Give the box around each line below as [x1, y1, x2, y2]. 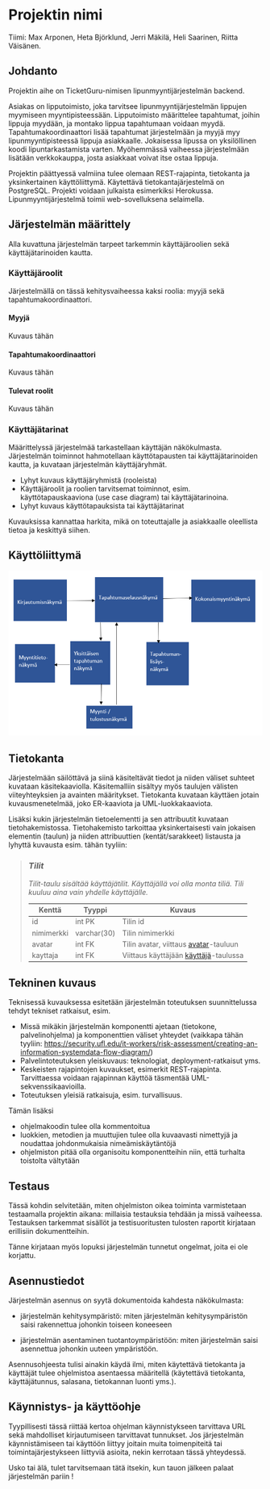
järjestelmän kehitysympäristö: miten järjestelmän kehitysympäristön [19, 1311, 248, 1320]
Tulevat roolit [8, 386, 54, 395]
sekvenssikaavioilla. [19, 1081, 87, 1091]
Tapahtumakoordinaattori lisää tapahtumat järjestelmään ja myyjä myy [8, 127, 240, 136]
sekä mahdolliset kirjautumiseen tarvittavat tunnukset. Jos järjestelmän [8, 1430, 244, 1440]
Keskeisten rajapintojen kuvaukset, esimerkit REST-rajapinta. [19, 1064, 222, 1074]
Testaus [8, 1179, 50, 1193]
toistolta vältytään [19, 1156, 81, 1165]
